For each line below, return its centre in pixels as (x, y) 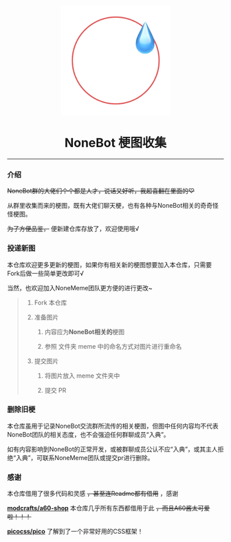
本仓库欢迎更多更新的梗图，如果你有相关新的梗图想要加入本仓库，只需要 (109, 264)
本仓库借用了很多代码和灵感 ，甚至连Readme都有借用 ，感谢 (93, 494)
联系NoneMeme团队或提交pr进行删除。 (98, 457)
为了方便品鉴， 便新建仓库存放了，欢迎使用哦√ (73, 229)
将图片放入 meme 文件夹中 (82, 376)
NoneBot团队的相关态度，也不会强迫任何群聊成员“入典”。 (88, 434)
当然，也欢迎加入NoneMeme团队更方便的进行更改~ (80, 288)
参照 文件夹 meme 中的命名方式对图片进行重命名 (113, 346)
